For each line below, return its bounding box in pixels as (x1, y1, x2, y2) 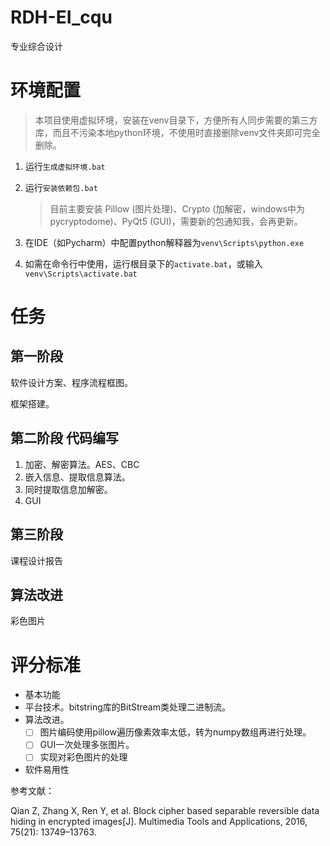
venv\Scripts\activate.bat (24, 269, 138, 279)
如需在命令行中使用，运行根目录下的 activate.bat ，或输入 (24, 257, 263, 270)
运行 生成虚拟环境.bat (24, 160, 106, 172)
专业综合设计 (10, 40, 63, 52)
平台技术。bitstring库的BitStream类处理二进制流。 (24, 701, 231, 713)
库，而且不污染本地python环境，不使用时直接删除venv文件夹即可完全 (34, 126, 321, 138)
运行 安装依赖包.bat (24, 181, 98, 193)
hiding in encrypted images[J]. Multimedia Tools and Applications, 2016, (10, 816, 308, 828)
